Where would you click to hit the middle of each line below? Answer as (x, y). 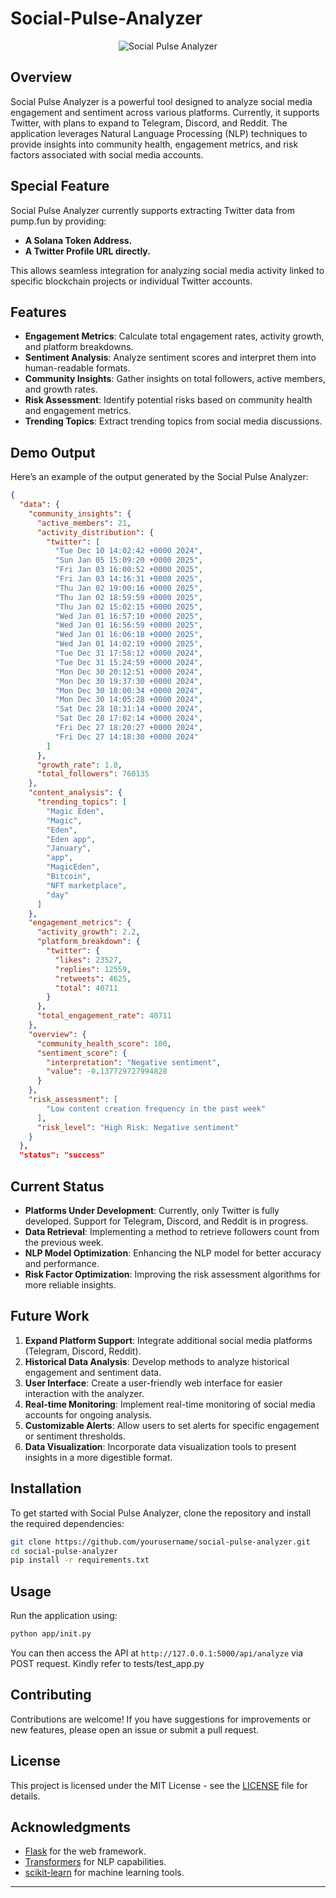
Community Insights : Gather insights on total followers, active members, (175, 379)
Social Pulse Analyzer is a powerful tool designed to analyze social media (161, 101)
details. (25, 1796)
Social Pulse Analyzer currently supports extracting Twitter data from (153, 210)
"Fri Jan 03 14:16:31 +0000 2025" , (128, 579)
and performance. (62, 1263)
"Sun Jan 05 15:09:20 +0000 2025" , (128, 560)
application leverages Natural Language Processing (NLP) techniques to (159, 133)
